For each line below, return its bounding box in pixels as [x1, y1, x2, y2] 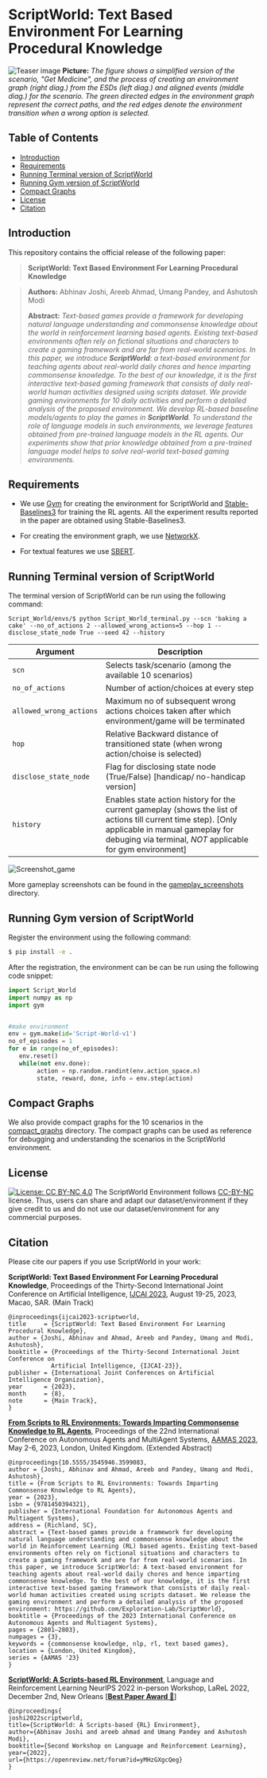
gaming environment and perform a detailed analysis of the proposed [8, 1598, 244, 1606]
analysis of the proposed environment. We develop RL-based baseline [27, 404, 259, 414]
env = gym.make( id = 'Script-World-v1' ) [8, 1030, 137, 1038]
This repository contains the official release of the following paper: [8, 247, 226, 257]
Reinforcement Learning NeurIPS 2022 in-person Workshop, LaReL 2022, [8, 1683, 250, 1693]
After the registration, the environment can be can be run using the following [8, 962, 259, 971]
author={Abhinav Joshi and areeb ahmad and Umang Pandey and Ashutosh [8, 1728, 247, 1736]
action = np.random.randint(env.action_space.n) [37, 1066, 201, 1075]
